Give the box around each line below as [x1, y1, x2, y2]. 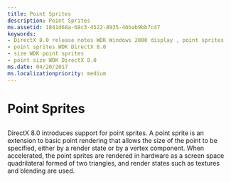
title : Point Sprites [7, 10, 72, 18]
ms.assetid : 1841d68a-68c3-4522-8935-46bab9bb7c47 [7, 23, 161, 31]
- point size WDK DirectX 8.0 [7, 57, 97, 64]
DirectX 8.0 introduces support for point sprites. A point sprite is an [7, 129, 204, 137]
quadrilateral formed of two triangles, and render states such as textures [7, 159, 220, 168]
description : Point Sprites [7, 17, 91, 24]
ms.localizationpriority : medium [7, 70, 107, 77]
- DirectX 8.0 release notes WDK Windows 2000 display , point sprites [7, 37, 224, 44]
